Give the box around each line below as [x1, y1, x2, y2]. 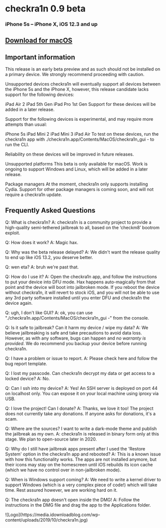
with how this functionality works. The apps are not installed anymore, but [5, 456, 157, 462]
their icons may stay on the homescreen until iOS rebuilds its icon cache [5, 462, 153, 468]
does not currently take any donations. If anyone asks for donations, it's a [5, 411, 156, 417]
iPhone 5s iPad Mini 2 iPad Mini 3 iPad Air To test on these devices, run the [5, 131, 159, 137]
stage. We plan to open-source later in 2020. [5, 436, 97, 442]
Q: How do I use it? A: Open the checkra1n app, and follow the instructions [5, 274, 158, 280]
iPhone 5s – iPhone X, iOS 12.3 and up [5, 21, 98, 28]
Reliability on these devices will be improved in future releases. [5, 151, 134, 157]
